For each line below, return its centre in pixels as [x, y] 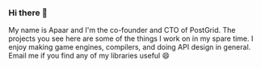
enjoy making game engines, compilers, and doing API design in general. [130, 47]
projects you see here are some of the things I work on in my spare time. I [131, 38]
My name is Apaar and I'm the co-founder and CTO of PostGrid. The [122, 30]
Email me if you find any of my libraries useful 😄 [89, 56]
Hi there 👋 [28, 13]
